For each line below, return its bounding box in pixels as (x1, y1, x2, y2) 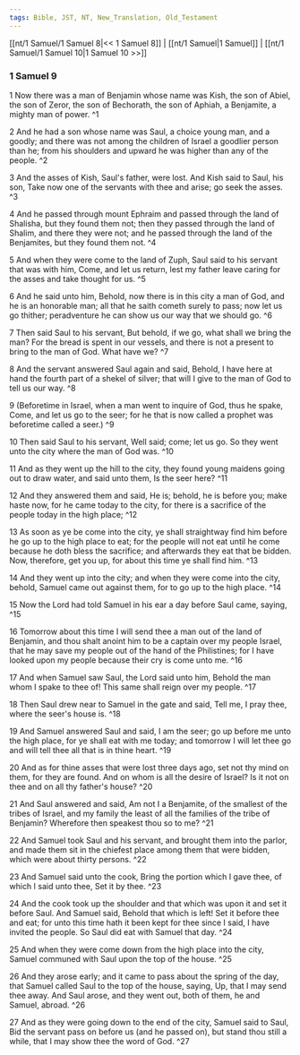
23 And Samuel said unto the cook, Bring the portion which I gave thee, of (9, 871, 282, 882)
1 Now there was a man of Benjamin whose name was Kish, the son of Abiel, (9, 90, 291, 100)
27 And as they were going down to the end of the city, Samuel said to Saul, (9, 1016, 289, 1027)
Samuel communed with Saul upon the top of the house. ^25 (9, 953, 233, 964)
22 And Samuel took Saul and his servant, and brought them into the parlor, (9, 835, 287, 845)
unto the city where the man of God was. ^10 (9, 445, 175, 457)
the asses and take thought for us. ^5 (9, 273, 146, 284)
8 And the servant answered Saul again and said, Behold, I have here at (9, 364, 273, 374)
